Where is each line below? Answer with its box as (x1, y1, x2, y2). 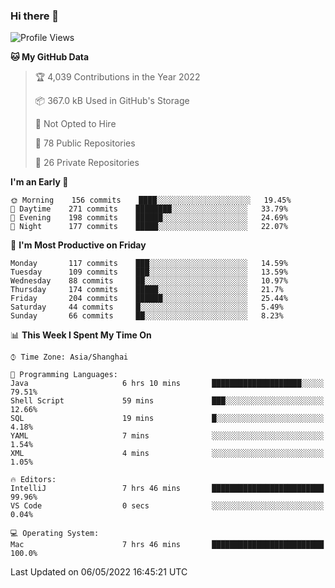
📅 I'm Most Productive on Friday (10, 239, 147, 251)
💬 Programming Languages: (10, 370, 118, 380)
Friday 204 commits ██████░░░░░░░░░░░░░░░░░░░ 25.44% (10, 294, 288, 304)
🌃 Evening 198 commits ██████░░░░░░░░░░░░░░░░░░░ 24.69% (10, 213, 288, 223)
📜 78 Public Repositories (34, 137, 136, 149)
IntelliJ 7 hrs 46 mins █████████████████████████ (10, 484, 325, 494)
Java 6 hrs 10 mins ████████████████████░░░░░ (10, 379, 325, 389)
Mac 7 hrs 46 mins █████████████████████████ (10, 540, 325, 550)
